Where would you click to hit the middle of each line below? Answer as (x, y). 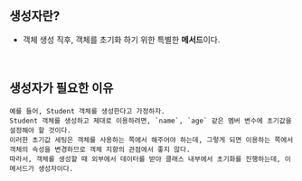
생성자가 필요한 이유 (61, 88)
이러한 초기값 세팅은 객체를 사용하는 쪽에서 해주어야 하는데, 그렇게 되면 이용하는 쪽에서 (151, 140)
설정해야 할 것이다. (40, 130)
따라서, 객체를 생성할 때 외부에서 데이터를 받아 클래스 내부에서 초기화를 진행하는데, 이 (150, 159)
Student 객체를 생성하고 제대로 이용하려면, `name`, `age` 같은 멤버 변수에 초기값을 (151, 121)
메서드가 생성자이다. (42, 168)
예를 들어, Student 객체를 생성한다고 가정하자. (87, 111)
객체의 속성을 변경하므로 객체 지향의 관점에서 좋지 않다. (100, 149)
